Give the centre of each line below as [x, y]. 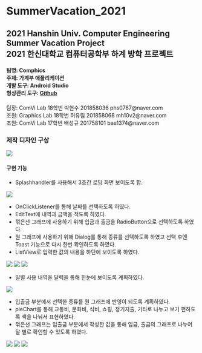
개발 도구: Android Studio [37, 85]
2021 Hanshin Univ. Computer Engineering [88, 34]
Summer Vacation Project [55, 43]
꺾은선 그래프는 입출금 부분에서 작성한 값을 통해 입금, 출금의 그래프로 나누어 [104, 325]
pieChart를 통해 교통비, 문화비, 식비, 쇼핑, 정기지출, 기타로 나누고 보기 [97, 309]
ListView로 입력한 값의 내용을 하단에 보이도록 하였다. [77, 252]
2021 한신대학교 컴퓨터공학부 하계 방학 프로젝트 [90, 54]
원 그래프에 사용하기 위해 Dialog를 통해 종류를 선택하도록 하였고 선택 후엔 [101, 237]
